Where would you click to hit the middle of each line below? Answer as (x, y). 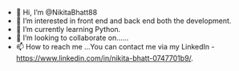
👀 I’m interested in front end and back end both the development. (124, 21)
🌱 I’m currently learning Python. (68, 29)
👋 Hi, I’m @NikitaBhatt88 (57, 12)
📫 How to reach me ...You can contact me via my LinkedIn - (115, 47)
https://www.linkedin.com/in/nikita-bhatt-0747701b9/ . (105, 58)
